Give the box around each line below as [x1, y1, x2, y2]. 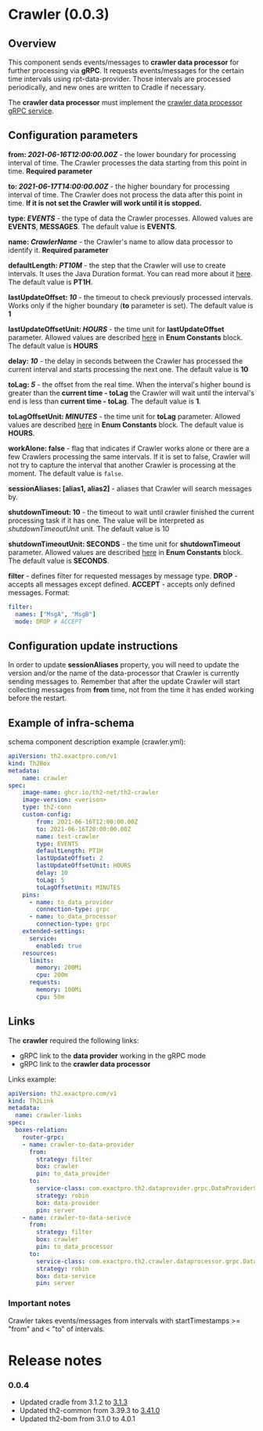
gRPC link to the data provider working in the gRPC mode [19, 1050, 206, 1060]
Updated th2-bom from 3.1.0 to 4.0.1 [19, 1415, 135, 1424]
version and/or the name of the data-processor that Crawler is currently [8, 669, 240, 678]
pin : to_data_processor [36, 1243, 113, 1250]
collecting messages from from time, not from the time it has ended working [8, 685, 254, 695]
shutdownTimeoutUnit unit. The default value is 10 [8, 524, 170, 533]
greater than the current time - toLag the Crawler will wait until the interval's [8, 388, 255, 397]
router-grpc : [22, 1133, 65, 1141]
